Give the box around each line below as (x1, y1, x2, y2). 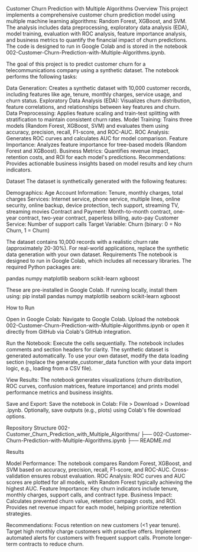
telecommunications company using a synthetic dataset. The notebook (6, 67, 179, 73)
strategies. (6, 510, 33, 517)
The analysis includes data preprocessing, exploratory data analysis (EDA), (6, 24, 189, 31)
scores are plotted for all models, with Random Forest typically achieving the (6, 479, 193, 486)
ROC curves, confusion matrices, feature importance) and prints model (6, 383, 179, 389)
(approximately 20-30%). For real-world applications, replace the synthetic (6, 245, 189, 251)
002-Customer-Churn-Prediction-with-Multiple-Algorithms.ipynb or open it (6, 322, 189, 329)
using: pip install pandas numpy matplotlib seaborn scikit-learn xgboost (6, 293, 180, 299)
